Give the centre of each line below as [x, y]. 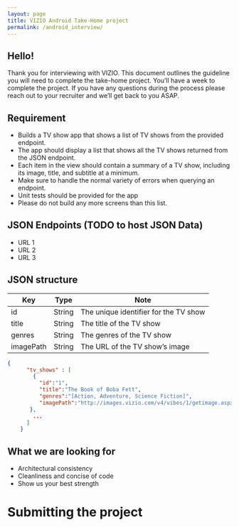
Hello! [21, 56]
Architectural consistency [55, 469]
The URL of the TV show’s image [135, 347]
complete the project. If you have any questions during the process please [116, 88]
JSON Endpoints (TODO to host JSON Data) [105, 226]
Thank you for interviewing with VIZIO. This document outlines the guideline [118, 73]
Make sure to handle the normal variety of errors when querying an [116, 180]
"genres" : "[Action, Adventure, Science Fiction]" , [116, 396]
